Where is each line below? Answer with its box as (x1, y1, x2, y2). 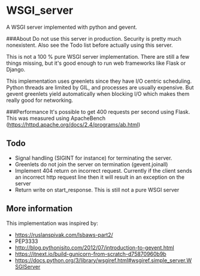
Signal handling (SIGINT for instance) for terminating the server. (14, 154, 172, 161)
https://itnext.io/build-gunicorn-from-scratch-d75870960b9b (14, 250, 166, 257)
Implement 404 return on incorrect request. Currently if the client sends (14, 167, 193, 174)
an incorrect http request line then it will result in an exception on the (14, 173, 184, 181)
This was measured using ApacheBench (6, 115, 106, 122)
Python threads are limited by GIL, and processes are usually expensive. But (6, 83, 194, 91)
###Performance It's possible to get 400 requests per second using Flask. (6, 108, 190, 115)
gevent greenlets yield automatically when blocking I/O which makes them (6, 90, 190, 97)
